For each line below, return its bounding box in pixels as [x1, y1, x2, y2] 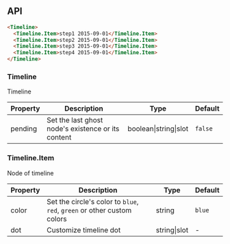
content [47, 133, 72, 142]
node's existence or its [47, 124, 120, 133]
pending [10, 124, 38, 133]
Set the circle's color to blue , [47, 197, 139, 206]
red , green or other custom [47, 206, 132, 215]
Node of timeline [7, 168, 54, 177]
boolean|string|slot [127, 124, 189, 133]
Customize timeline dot [47, 225, 121, 234]
